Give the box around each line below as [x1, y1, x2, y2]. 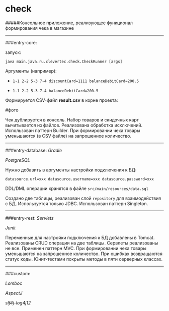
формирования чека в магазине [5, 25, 74, 31]
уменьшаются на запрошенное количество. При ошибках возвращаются [5, 251, 162, 257]
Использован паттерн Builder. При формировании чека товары [5, 127, 140, 134]
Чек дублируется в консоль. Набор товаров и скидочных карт [5, 116, 139, 122]
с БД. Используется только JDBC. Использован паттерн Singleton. [5, 200, 148, 207]
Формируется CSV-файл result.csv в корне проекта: [5, 97, 118, 103]
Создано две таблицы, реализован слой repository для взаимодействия [5, 195, 161, 201]
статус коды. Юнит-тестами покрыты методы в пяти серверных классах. [5, 256, 163, 262]
